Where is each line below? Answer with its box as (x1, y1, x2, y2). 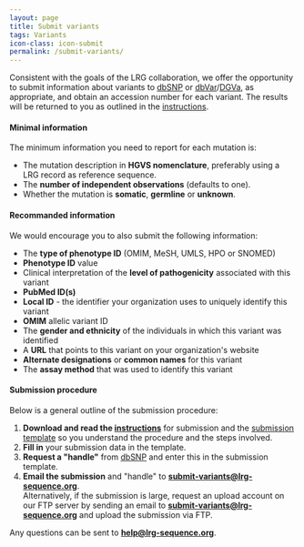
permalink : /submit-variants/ (9, 47, 125, 56)
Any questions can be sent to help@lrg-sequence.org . (9, 527, 217, 538)
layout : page (9, 13, 59, 23)
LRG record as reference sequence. (22, 169, 157, 180)
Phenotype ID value (22, 257, 98, 268)
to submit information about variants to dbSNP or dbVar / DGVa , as (9, 82, 255, 93)
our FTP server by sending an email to (22, 500, 167, 511)
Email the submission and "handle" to (22, 471, 167, 481)
